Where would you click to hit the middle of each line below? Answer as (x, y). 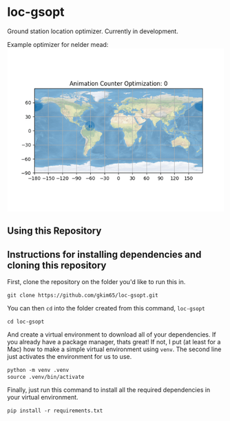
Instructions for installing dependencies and (104, 254)
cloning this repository (57, 265)
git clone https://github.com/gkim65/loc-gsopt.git (83, 296)
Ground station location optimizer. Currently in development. (93, 31)
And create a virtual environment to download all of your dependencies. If (112, 335)
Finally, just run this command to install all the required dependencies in (109, 390)
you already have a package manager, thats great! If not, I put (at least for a (114, 342)
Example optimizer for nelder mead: (58, 44)
